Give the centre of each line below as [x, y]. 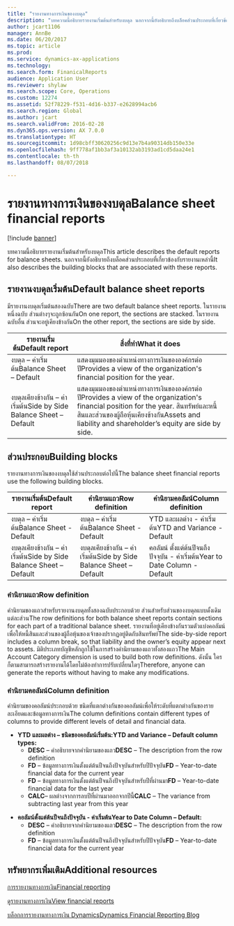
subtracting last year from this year [78, 803]
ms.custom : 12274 [32, 98]
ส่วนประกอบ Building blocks [63, 456]
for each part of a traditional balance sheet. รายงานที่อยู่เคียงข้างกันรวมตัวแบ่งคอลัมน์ [116, 625]
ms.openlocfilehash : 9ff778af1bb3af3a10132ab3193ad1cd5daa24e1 [101, 150]
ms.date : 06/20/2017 [37, 40]
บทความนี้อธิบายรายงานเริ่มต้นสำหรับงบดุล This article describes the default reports [114, 251]
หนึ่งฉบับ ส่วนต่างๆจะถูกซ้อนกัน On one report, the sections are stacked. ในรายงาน [113, 314]
